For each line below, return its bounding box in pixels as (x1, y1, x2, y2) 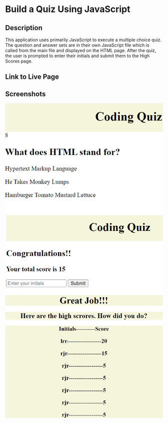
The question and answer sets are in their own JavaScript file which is (5, 42, 149, 48)
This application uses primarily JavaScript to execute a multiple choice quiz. (5, 37, 162, 43)
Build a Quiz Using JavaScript (5, 4, 130, 15)
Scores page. (5, 58, 33, 64)
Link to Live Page (5, 73, 59, 81)
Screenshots (5, 89, 46, 98)
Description (5, 24, 42, 32)
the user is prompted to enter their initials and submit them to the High (5, 53, 150, 59)
